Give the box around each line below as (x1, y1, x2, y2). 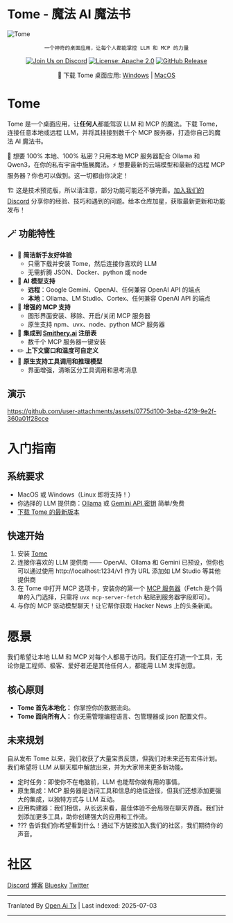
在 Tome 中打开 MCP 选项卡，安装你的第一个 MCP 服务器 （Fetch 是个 (17, 584, 217, 592)
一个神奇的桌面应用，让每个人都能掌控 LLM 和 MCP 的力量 (44, 44, 189, 51)
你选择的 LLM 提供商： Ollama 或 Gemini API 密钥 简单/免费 (17, 499, 185, 507)
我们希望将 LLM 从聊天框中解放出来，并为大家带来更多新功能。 (7, 763, 187, 771)
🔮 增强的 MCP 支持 (17, 303, 71, 311)
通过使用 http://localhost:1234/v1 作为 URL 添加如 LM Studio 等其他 (29, 567, 221, 575)
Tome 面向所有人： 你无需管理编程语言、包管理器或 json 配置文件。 (17, 713, 211, 721)
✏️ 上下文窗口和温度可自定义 (17, 346, 99, 354)
